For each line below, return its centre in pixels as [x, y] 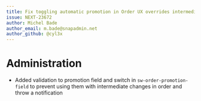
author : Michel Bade [32, 23]
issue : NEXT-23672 [29, 17]
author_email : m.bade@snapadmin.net [52, 28]
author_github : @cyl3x [34, 34]
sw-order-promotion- [163, 81]
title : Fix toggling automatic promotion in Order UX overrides [88, 12]
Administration [44, 64]
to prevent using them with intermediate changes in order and [106, 87]
